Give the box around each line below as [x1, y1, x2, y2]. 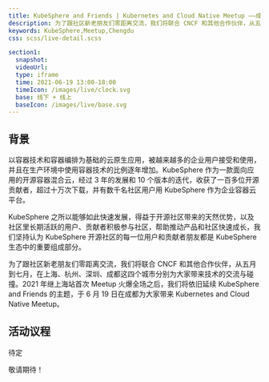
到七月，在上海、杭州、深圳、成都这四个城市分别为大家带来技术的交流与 [8, 269, 247, 279]
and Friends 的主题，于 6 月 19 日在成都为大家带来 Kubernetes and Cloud [8, 289, 250, 299]
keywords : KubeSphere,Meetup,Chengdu [8, 26, 134, 34]
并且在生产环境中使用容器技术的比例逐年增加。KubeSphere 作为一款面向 [8, 165, 248, 175]
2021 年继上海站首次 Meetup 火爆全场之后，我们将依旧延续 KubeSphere [22, 279, 259, 289]
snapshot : [15, 56, 48, 64]
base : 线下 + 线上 [15, 93, 72, 101]
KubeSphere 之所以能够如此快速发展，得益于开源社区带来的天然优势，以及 [8, 212, 255, 222]
